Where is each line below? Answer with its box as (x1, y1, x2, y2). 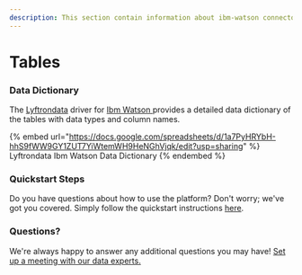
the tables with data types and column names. (9, 114, 181, 125)
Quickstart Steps (9, 173, 85, 185)
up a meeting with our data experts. (9, 255, 141, 266)
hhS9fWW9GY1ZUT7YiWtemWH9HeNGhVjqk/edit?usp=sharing (9, 141, 244, 152)
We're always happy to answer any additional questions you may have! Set (9, 245, 286, 256)
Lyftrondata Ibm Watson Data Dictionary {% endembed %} (9, 150, 226, 162)
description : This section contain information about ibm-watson (9, 13, 259, 22)
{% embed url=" (9, 131, 70, 142)
